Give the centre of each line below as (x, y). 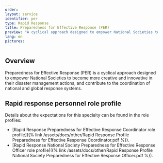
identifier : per (21, 18)
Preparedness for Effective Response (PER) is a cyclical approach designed (81, 72)
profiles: (13, 120)
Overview (20, 61)
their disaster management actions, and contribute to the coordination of (78, 83)
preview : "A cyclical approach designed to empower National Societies (79, 32)
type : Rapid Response (27, 23)
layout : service (21, 14)
